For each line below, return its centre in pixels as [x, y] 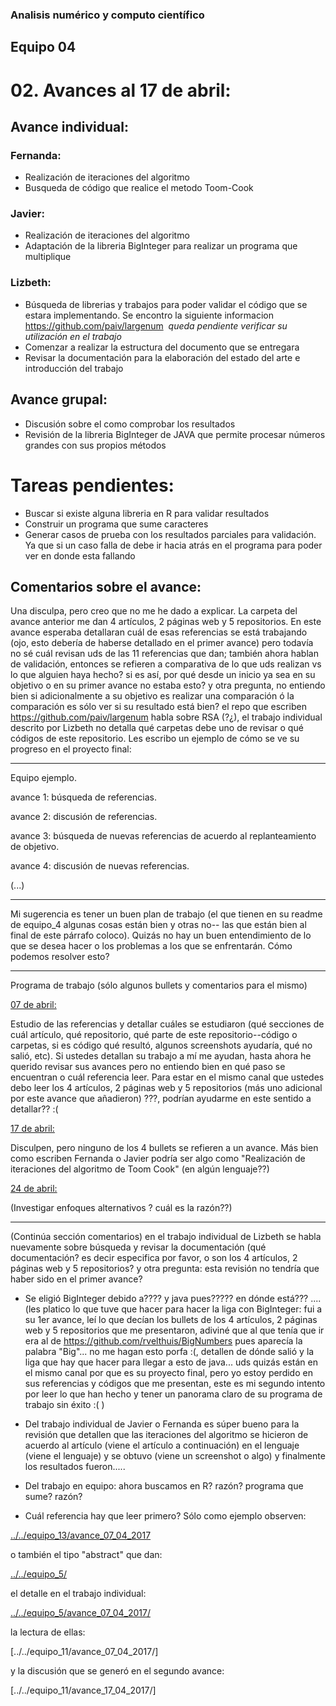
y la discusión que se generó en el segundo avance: [117, 1671]
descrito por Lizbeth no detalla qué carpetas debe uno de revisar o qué [157, 728]
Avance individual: [69, 126]
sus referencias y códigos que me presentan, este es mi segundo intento [175, 1384]
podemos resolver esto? [60, 957]
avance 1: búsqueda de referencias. [83, 797]
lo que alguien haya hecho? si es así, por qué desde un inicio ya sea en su [163, 675]
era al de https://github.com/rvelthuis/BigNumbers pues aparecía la [163, 1341]
